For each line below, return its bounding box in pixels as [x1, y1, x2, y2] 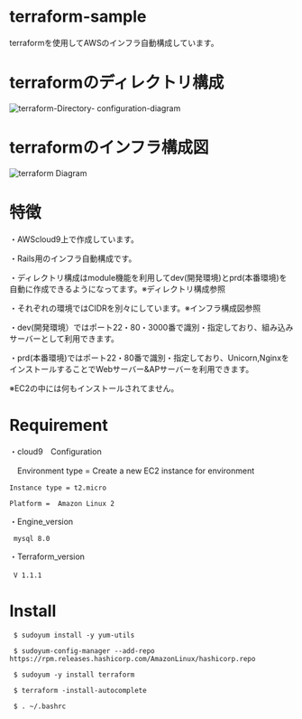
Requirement [9, 415, 108, 435]
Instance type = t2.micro [9, 483, 106, 492]
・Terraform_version [9, 551, 86, 562]
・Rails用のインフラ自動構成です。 [9, 253, 137, 264]
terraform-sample [9, 6, 147, 27]
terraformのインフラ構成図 [9, 137, 209, 158]
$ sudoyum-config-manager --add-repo [13, 646, 155, 656]
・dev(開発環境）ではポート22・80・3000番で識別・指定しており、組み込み [9, 322, 294, 332]
